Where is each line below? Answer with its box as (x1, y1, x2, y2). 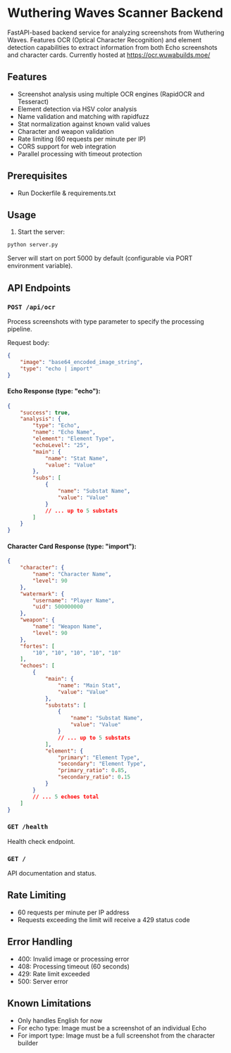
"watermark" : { (20, 590, 65, 598)
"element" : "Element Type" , (32, 435, 115, 443)
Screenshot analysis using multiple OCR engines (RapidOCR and (17, 89, 205, 98)
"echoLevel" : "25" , (32, 441, 90, 448)
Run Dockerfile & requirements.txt (17, 189, 116, 197)
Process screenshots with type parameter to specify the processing (7, 317, 204, 325)
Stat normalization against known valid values (17, 120, 151, 128)
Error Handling (7, 936, 73, 948)
